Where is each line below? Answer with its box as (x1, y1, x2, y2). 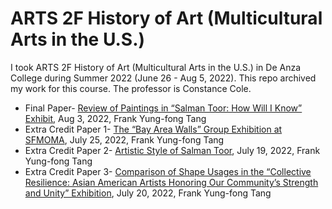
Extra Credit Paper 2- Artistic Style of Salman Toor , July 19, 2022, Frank (24, 144, 321, 156)
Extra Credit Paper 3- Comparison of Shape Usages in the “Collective (24, 165, 312, 177)
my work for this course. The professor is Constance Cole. (10, 82, 252, 94)
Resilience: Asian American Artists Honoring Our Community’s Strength (24, 176, 319, 188)
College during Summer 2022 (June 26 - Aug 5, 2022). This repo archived (10, 72, 317, 84)
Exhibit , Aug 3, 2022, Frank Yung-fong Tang (24, 112, 207, 124)
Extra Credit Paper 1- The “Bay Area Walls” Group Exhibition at (24, 123, 283, 135)
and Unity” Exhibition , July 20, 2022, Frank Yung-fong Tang (24, 187, 272, 199)
